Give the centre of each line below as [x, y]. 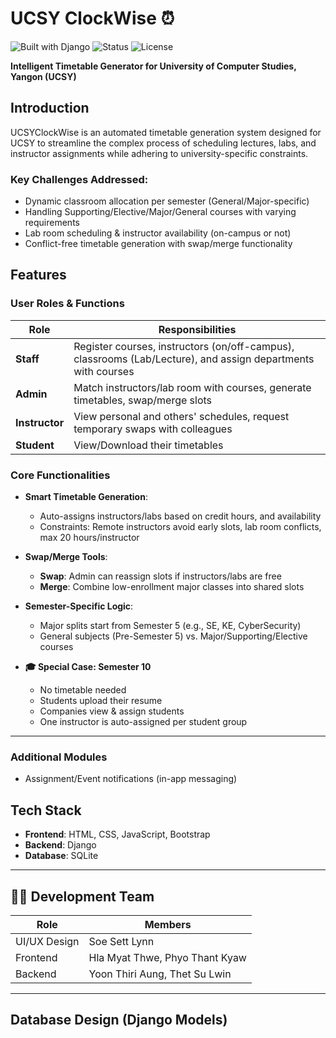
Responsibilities [197, 329]
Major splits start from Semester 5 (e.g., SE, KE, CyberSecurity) [170, 626]
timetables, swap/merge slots [143, 400]
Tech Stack [46, 810]
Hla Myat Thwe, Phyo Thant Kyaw [167, 957]
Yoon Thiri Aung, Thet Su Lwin [160, 974]
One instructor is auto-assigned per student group [143, 722]
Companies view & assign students [112, 711]
